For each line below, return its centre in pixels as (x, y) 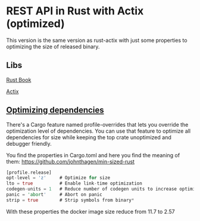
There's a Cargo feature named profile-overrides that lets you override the (97, 124)
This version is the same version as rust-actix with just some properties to (97, 40)
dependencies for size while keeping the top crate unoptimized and (89, 137)
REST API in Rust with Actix (75, 11)
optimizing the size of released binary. (53, 47)
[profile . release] (29, 172)
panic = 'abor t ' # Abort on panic (54, 195)
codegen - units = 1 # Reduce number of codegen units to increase (92, 189)
